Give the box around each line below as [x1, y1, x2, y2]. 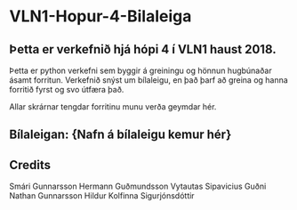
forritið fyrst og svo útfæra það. [9, 85, 124, 94]
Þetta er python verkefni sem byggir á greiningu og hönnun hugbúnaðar [9, 65, 273, 76]
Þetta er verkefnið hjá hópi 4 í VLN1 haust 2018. [9, 42, 277, 57]
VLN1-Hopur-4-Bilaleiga [9, 6, 192, 27]
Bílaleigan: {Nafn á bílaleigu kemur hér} [9, 127, 232, 142]
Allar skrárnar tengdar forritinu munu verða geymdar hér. [9, 101, 217, 112]
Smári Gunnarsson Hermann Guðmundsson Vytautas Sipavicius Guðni [9, 181, 267, 192]
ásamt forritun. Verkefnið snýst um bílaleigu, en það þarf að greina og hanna [9, 75, 289, 85]
